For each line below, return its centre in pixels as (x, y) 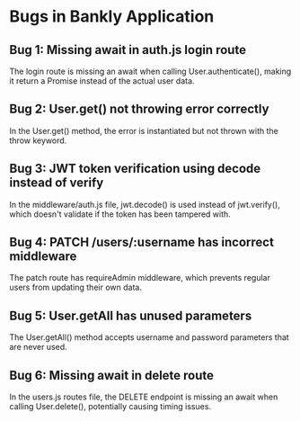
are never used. (38, 347)
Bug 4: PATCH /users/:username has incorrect (141, 242)
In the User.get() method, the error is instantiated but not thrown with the (144, 130)
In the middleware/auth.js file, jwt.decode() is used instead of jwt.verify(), (145, 204)
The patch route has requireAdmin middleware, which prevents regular (140, 278)
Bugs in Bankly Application (112, 17)
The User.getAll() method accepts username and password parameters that (149, 337)
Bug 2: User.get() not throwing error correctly (139, 109)
